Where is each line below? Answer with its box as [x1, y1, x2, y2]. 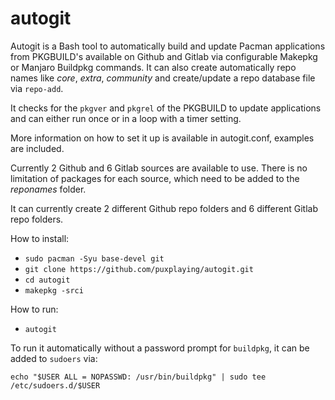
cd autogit [24, 275, 71, 285]
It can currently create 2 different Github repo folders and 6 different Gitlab [10, 202, 319, 214]
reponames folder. [10, 183, 87, 195]
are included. [10, 142, 65, 154]
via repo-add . [10, 82, 64, 94]
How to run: [10, 303, 59, 315]
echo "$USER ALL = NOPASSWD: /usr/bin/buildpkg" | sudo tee [10, 372, 267, 382]
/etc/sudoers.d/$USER [10, 380, 101, 391]
